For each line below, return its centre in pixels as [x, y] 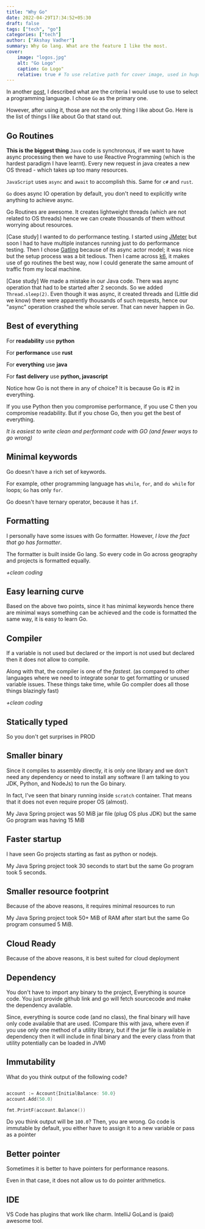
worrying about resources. [40, 225]
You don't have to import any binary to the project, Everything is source [96, 992]
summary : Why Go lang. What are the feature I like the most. [87, 46]
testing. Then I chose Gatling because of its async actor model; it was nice [100, 250]
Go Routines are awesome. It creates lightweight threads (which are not [96, 212]
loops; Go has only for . [34, 490]
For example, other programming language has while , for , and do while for [101, 484]
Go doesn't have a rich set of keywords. [56, 471]
